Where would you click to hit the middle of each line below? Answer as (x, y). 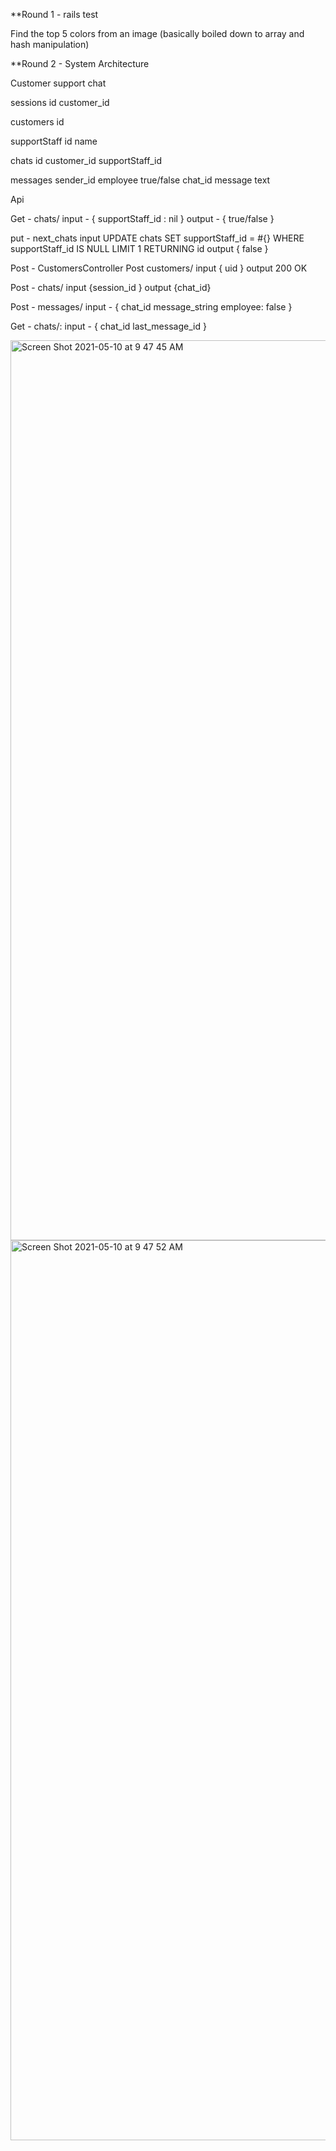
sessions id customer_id (60, 102)
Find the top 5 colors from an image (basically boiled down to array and (157, 33)
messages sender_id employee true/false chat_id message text (140, 180)
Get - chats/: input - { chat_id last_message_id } (108, 326)
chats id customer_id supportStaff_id (86, 160)
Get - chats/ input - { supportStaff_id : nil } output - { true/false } (142, 218)
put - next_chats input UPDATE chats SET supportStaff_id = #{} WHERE (157, 238)
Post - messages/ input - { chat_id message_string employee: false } (151, 307)
